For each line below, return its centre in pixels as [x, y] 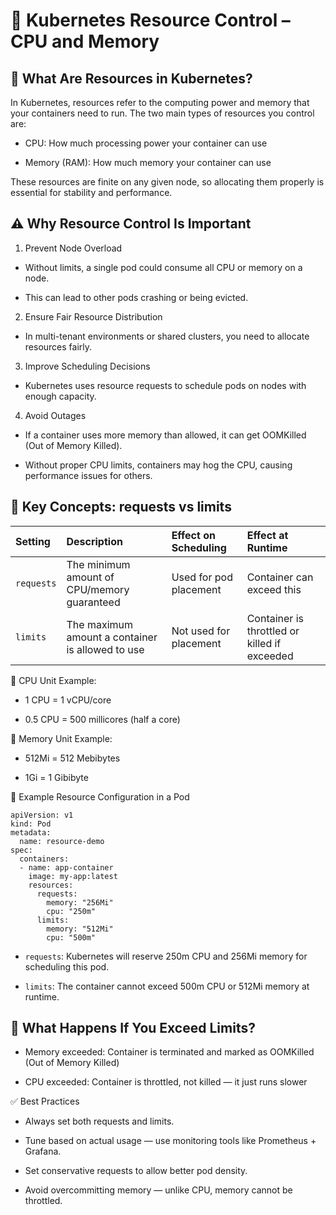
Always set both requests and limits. [99, 1121]
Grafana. [43, 1151]
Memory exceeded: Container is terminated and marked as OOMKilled [169, 1052]
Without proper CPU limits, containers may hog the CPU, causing [158, 465]
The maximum [99, 624]
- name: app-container [66, 867]
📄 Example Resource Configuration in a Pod [100, 796]
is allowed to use [105, 649]
